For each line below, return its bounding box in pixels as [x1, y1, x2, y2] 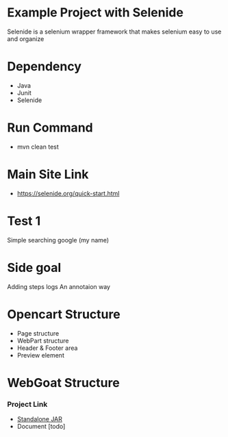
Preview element [16, 351, 65, 359]
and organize [7, 34, 45, 42]
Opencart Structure [7, 306, 121, 322]
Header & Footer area [16, 344, 78, 352]
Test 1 [7, 213, 41, 229]
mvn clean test [16, 142, 60, 151]
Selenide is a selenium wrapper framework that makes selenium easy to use [7, 27, 222, 36]
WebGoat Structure [7, 375, 120, 390]
